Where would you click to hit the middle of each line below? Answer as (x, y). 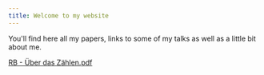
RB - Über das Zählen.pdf (50, 62)
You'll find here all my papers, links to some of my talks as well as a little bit (132, 38)
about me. (25, 47)
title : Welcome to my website (59, 16)
